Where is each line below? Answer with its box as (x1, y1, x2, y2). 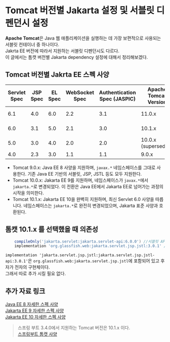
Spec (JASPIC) (99, 95, 136, 102)
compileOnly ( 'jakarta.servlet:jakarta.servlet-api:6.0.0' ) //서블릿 (14, 239, 158, 244)
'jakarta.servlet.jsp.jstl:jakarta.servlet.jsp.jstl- (39, 253, 155, 258)
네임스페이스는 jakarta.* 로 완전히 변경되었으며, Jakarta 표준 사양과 (23, 202, 158, 209)
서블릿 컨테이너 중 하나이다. (5, 41, 60, 47)
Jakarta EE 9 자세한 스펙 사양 (5, 307, 64, 314)
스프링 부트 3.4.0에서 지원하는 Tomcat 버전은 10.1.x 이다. (17, 325, 131, 331)
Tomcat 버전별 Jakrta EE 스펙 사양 (5, 71, 110, 79)
